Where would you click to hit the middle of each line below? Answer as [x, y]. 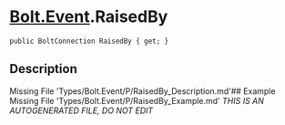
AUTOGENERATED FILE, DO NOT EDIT [81, 110]
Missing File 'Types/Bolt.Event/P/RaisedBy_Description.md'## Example [142, 91]
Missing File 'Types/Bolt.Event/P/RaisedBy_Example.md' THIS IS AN [137, 100]
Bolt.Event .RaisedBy [89, 17]
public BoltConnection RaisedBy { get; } [89, 41]
